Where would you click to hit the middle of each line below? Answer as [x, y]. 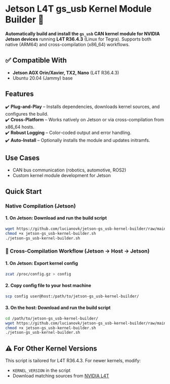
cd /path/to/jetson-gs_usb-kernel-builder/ [52, 318]
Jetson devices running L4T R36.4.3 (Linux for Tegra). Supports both [78, 39]
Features [19, 94]
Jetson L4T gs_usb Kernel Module [78, 9]
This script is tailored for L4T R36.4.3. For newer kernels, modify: [73, 361]
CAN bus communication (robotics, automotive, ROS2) [69, 170]
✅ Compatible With [36, 61]
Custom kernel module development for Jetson [62, 176]
